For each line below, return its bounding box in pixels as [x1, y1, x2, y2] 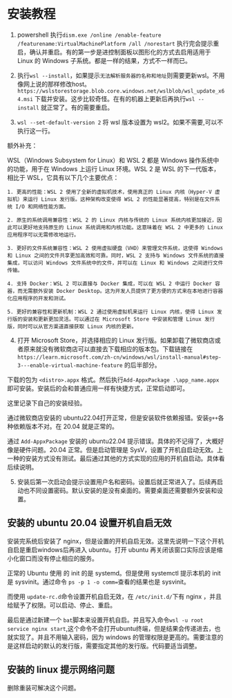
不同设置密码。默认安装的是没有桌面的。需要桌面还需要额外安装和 [29, 486, 217, 494]
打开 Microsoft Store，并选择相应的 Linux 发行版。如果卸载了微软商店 [17, 336, 215, 344]
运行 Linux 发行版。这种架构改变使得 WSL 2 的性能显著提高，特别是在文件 [27, 195, 215, 203]
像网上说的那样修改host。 [17, 80, 91, 88]
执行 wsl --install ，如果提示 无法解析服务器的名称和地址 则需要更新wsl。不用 [17, 71, 225, 80]
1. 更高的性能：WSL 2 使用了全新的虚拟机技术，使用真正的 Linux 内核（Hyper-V [7, 188, 212, 195]
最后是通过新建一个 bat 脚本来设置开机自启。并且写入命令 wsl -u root [7, 616, 204, 624]
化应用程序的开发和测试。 [7, 295, 69, 302]
